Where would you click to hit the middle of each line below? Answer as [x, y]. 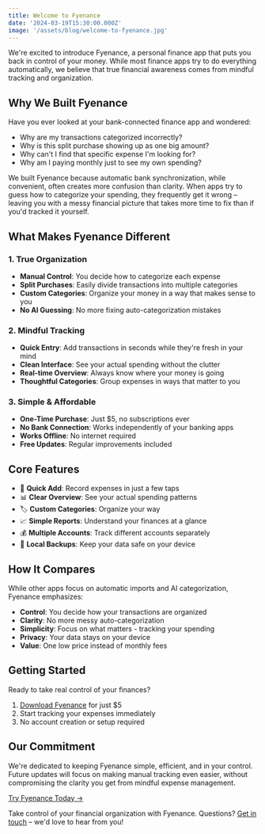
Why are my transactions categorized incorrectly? [101, 137]
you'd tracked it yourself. [49, 211]
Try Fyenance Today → [46, 798]
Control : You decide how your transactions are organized [113, 612]
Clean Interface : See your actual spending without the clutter [120, 364]
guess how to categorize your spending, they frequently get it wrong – [123, 195]
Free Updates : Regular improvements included [96, 444]
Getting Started [47, 670]
